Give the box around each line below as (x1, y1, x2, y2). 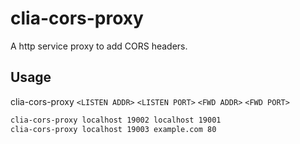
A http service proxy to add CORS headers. (10, 40, 188, 52)
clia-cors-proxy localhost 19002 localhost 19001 (10, 115, 222, 125)
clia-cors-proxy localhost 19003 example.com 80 (10, 124, 217, 134)
